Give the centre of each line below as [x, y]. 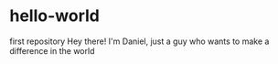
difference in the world [52, 50]
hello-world [55, 16]
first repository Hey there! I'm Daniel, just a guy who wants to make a [139, 41]
